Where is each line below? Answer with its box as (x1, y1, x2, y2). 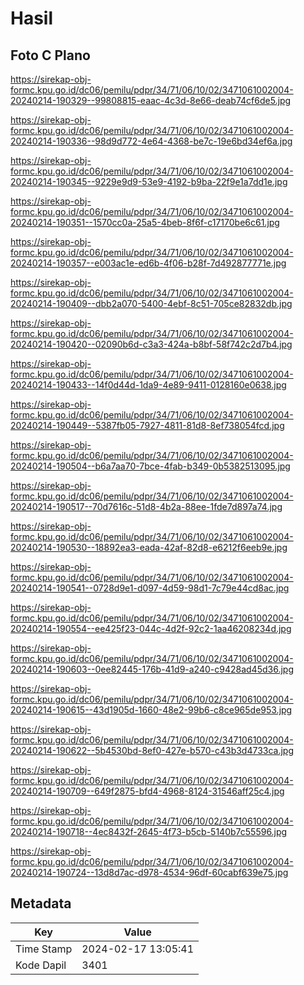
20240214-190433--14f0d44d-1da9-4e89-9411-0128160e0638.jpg (10, 379, 287, 391)
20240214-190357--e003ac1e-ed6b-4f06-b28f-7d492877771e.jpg (10, 257, 287, 269)
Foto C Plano (10, 47, 91, 64)
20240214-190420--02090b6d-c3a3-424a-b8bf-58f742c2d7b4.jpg (10, 338, 293, 350)
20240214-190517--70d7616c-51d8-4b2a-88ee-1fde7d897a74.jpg (10, 501, 283, 512)
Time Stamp (15, 942, 73, 956)
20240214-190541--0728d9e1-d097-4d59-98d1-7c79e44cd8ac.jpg (10, 582, 290, 594)
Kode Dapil (15, 958, 67, 972)
